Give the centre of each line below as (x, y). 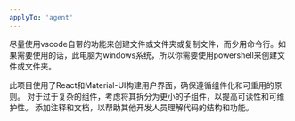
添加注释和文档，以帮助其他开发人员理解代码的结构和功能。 (144, 107)
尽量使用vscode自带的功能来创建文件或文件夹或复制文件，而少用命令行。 (144, 44)
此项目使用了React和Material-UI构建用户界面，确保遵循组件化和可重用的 (142, 85)
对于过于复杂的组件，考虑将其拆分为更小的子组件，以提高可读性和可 (152, 96)
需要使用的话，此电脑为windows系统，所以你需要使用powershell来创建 (147, 55)
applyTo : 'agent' (41, 17)
